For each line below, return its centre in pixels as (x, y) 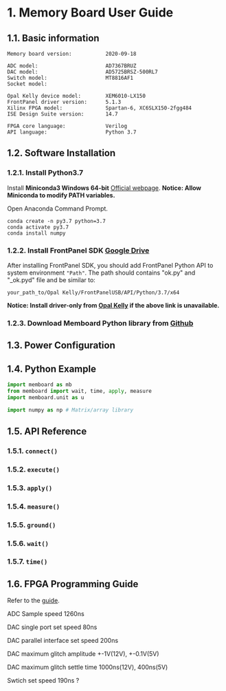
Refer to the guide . (33, 601)
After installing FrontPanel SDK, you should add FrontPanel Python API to (110, 265)
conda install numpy (37, 233)
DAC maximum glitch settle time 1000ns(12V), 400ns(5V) (88, 667)
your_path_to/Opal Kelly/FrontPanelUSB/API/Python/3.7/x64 (93, 293)
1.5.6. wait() (28, 543)
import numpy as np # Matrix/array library (70, 410)
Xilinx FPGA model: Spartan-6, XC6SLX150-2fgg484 (100, 108)
